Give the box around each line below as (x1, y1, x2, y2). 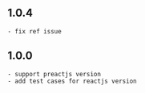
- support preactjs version (7, 70, 102, 78)
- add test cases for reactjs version (7, 77, 137, 85)
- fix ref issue (7, 27, 62, 35)
